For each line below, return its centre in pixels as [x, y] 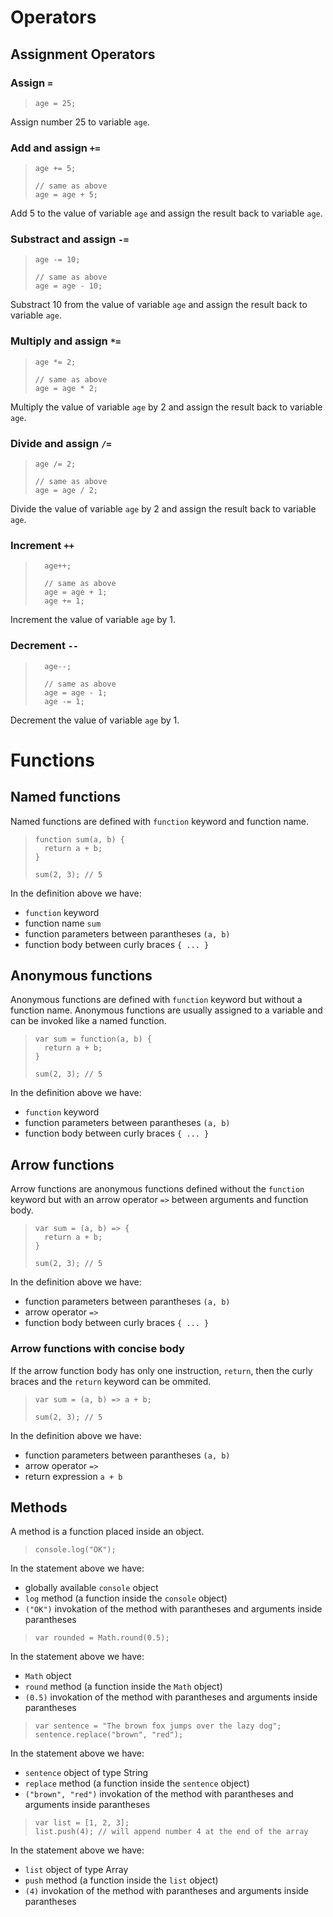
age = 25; [55, 103]
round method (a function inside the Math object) [123, 1687]
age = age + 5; [66, 195]
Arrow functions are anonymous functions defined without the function [157, 1189]
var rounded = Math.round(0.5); [102, 1638]
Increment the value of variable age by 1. [93, 620]
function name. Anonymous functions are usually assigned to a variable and [166, 1010]
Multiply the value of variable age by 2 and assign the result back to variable [166, 407]
